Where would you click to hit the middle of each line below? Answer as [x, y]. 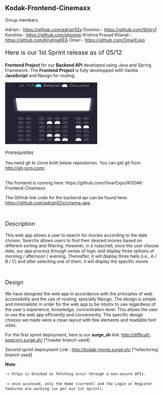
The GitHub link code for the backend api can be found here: [67, 197]
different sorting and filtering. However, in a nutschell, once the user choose [82, 246]
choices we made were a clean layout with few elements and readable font [81, 320]
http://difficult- [136, 334]
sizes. [11, 325]
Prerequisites [19, 152]
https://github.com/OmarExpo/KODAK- [105, 182]
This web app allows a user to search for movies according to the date [76, 235]
